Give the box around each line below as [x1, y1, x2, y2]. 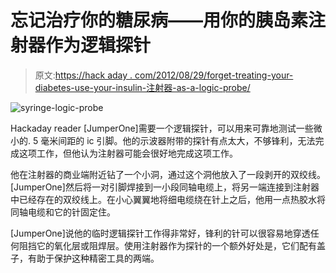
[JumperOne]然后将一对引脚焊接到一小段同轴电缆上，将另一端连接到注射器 [10, 181, 320, 193]
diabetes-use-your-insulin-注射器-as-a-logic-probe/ [34, 81, 251, 93]
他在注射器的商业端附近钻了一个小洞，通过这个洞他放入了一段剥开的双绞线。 [10, 168, 326, 180]
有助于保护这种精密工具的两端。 [27, 252, 160, 264]
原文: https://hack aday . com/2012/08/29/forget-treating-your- [34, 69, 294, 81]
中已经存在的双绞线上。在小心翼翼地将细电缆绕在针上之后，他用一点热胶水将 [10, 193, 326, 205]
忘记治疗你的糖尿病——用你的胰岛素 [10, 9, 309, 32]
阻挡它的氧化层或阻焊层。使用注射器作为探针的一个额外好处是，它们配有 [18, 239, 317, 251]
